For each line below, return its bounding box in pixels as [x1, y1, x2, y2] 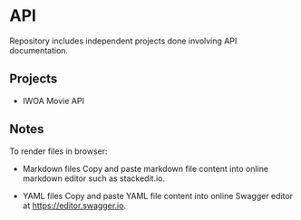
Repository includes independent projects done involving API [9, 35, 238, 46]
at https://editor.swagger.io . [22, 200, 127, 211]
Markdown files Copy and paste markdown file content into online [22, 163, 269, 174]
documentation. [9, 44, 69, 55]
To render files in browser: [9, 146, 108, 157]
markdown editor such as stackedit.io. [22, 173, 166, 184]
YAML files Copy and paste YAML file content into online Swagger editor [22, 190, 293, 201]
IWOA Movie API [22, 95, 84, 106]
